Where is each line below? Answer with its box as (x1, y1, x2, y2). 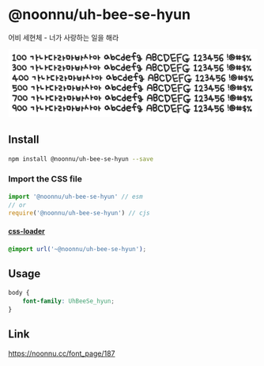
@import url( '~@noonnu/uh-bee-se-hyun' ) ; (8, 245, 147, 253)
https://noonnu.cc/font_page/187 (8, 349, 115, 358)
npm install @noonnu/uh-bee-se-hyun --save (8, 154, 154, 163)
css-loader (8, 226, 45, 235)
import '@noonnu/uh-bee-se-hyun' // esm (8, 193, 144, 200)
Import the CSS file (8, 173, 83, 185)
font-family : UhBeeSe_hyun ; (22, 297, 115, 306)
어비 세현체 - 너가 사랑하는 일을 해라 (8, 32, 119, 42)
